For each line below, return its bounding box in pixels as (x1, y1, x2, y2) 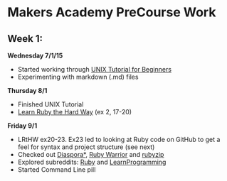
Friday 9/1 (7, 121, 38, 130)
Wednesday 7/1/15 (7, 51, 63, 60)
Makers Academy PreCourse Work (7, 4, 216, 21)
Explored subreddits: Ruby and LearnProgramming (17, 158, 167, 166)
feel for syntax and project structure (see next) (17, 143, 155, 151)
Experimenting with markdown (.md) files (17, 72, 139, 81)
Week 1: (7, 33, 43, 45)
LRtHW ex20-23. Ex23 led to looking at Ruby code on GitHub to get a (17, 136, 221, 143)
